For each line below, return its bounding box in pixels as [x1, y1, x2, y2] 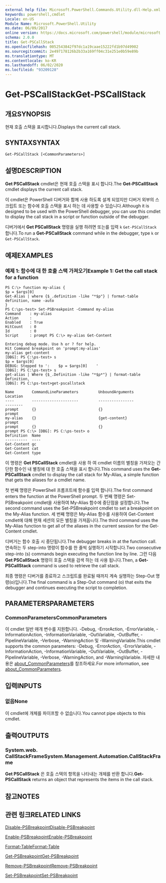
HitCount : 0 [5, 324, 37, 330]
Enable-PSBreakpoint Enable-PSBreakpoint [5, 834, 93, 840]
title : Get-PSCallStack [5, 40, 55, 45]
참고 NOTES [5, 792, 40, 800]
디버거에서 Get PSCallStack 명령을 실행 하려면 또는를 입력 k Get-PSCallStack [5, 224, 157, 230]
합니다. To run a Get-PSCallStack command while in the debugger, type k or [5, 230, 160, 236]
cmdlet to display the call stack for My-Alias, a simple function [32, 472, 160, 478]
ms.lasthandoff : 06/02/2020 [5, 63, 63, 68]
